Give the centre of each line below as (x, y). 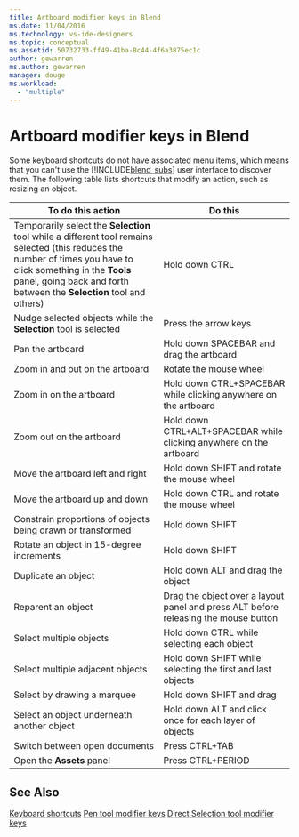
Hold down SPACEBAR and (219, 343)
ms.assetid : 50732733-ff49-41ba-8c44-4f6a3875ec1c (105, 51)
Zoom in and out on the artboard (81, 369)
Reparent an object (53, 608)
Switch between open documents (84, 746)
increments (37, 556)
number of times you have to (73, 259)
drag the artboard (200, 355)
